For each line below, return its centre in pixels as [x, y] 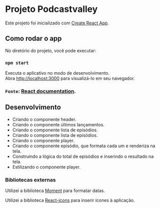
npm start [17, 63]
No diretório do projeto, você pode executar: [51, 50]
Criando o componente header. [44, 119]
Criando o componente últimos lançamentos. [58, 124]
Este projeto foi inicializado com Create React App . [57, 23]
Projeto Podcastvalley [51, 9]
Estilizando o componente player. [46, 167]
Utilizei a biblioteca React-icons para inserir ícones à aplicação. [70, 201]
